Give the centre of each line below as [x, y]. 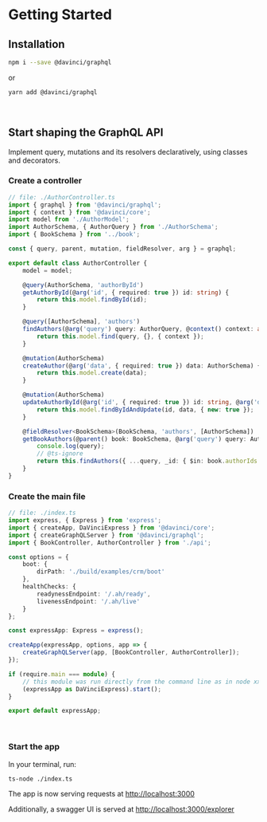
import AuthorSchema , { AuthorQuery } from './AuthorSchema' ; [113, 227]
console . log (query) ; [71, 446]
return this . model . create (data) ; [92, 373]
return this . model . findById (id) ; [92, 300]
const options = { [39, 557]
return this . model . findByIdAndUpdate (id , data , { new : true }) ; [145, 409]
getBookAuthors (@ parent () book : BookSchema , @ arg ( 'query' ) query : [135, 439]
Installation [37, 44]
